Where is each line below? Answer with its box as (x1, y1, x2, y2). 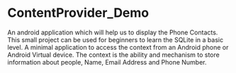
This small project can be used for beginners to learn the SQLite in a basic (7, 35, 224, 44)
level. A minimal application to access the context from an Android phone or (7, 43, 229, 51)
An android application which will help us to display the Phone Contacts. (7, 28, 218, 36)
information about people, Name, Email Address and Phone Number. (7, 58, 207, 66)
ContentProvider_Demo (7, 5, 150, 21)
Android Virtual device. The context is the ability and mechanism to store (7, 51, 220, 59)
